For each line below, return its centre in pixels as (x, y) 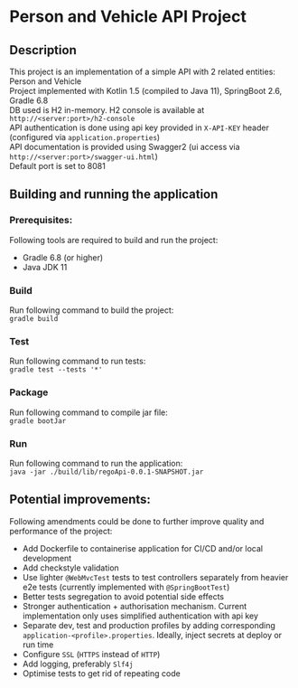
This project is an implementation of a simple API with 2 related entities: (142, 71)
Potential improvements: (80, 500)
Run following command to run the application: (96, 463)
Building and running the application (114, 195)
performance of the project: (61, 531)
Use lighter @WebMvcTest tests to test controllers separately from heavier (155, 577)
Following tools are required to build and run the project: (114, 240)
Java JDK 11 (45, 267)
